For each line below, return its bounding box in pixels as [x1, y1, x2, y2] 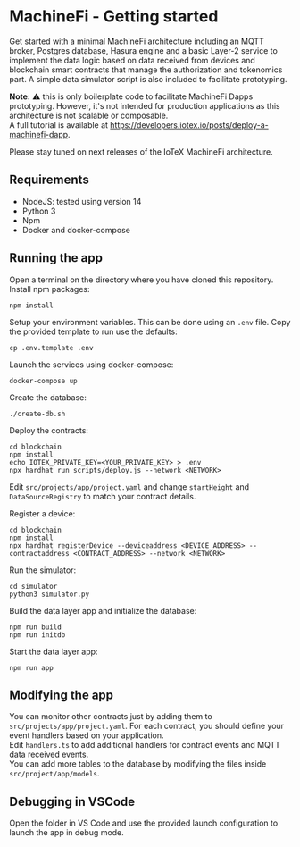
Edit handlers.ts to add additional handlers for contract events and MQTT [9, 740, 281, 751]
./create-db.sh [9, 409, 66, 418]
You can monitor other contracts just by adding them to [9, 711, 212, 722]
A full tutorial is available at [9, 119, 109, 130]
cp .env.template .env [9, 343, 94, 352]
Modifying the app [9, 687, 114, 702]
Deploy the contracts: [9, 424, 89, 435]
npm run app [9, 663, 54, 672]
